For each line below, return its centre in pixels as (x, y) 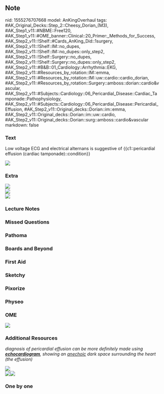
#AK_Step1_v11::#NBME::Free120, (38, 30)
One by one (19, 386)
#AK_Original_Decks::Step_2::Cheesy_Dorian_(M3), (57, 25)
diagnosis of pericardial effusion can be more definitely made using (74, 349)
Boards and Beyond (29, 249)
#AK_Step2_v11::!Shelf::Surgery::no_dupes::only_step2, (60, 62)
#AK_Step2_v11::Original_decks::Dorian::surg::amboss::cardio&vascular (77, 119)
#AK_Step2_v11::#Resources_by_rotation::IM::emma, (58, 72)
